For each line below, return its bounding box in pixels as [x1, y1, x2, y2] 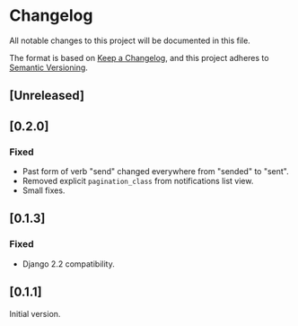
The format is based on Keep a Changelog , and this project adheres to [9, 52, 269, 63]
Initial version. [9, 308, 61, 319]
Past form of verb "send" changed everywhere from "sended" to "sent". [22, 166, 289, 177]
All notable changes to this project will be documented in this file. [9, 35, 251, 46]
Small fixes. [22, 185, 66, 196]
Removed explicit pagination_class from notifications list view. [22, 176, 254, 187]
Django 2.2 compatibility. [22, 258, 115, 269]
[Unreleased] [9, 88, 85, 103]
